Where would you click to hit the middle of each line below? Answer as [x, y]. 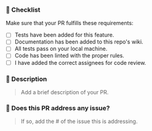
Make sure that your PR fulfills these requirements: [70, 23]
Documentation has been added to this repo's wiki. [79, 42]
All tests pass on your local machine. [61, 49]
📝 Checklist [23, 10]
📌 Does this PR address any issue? [58, 108]
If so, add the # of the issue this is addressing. [79, 121]
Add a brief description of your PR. [65, 92]
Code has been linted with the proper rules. [69, 56]
